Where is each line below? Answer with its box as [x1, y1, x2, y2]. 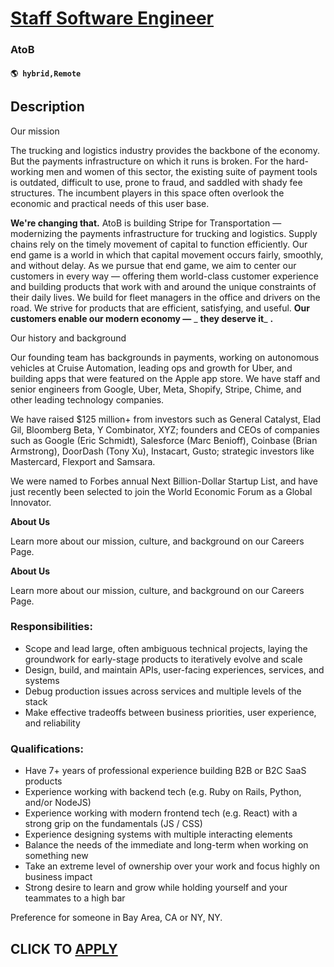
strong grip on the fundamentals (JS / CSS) [24, 818, 203, 830]
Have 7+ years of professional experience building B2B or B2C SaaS [24, 765, 307, 777]
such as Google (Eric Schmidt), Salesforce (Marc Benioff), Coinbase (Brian [10, 434, 318, 446]
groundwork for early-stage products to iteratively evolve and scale [24, 653, 303, 665]
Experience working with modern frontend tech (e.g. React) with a [24, 807, 298, 819]
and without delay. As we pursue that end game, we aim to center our [10, 259, 297, 271]
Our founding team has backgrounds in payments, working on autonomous [10, 351, 320, 363]
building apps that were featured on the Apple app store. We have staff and [10, 372, 321, 384]
